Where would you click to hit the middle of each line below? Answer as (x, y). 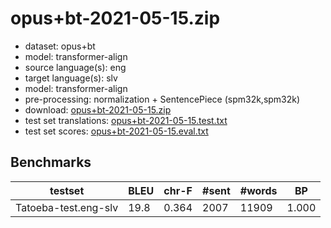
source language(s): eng (75, 67)
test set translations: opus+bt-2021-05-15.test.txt (126, 120)
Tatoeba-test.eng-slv (67, 207)
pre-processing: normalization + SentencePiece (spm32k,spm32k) (162, 99)
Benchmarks (51, 162)
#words (258, 190)
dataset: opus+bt (60, 46)
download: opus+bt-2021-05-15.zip (98, 109)
